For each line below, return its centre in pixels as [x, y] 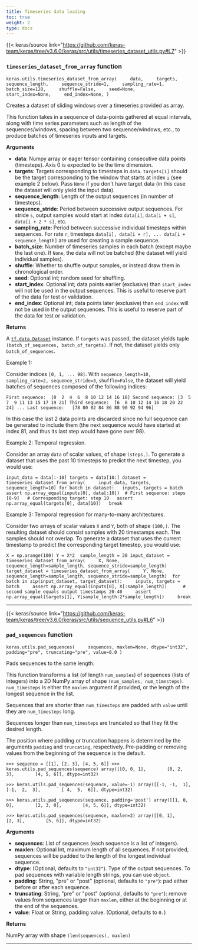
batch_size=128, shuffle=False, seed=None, [71, 89]
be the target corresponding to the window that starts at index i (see [98, 177]
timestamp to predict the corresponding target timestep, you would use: [93, 544]
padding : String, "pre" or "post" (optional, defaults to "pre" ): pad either [101, 881]
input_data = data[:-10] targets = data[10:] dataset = [76, 477]
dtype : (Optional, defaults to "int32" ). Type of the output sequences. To [102, 868]
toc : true [18, 17]
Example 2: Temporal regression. [46, 442]
